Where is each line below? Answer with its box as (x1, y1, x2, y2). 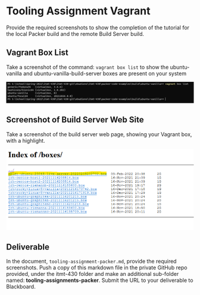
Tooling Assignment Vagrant (6, 4, 151, 18)
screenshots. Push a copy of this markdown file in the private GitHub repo (6, 264, 187, 271)
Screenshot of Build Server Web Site (6, 115, 144, 125)
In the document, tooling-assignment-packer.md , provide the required (6, 258, 177, 265)
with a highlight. (6, 137, 46, 144)
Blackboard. (6, 283, 36, 290)
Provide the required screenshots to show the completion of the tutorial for (6, 24, 189, 31)
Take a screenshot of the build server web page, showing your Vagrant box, (6, 130, 192, 138)
